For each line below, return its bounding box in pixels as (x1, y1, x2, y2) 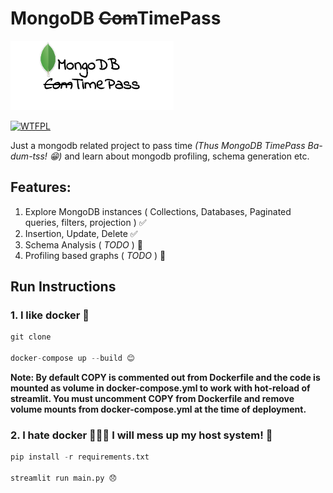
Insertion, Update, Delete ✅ (24, 227, 138, 239)
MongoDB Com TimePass (10, 7, 222, 30)
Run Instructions (10, 278, 117, 296)
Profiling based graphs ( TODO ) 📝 (24, 249, 167, 261)
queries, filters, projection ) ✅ (24, 216, 147, 228)
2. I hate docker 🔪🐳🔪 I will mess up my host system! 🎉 (10, 428, 273, 442)
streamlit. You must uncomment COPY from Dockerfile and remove (10, 393, 295, 405)
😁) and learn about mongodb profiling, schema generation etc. (49, 150, 310, 162)
